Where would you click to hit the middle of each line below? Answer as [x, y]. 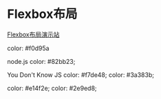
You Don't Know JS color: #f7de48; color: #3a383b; [81, 75]
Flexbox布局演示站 [33, 34]
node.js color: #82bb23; [41, 61]
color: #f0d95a [28, 48]
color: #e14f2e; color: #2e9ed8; [52, 88]
